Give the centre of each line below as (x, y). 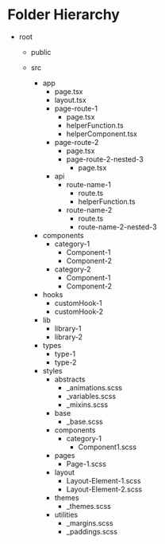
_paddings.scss (92, 531)
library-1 (68, 328)
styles (52, 370)
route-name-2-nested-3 (117, 227)
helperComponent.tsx (102, 134)
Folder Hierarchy (64, 15)
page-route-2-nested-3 (105, 159)
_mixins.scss (87, 405)
